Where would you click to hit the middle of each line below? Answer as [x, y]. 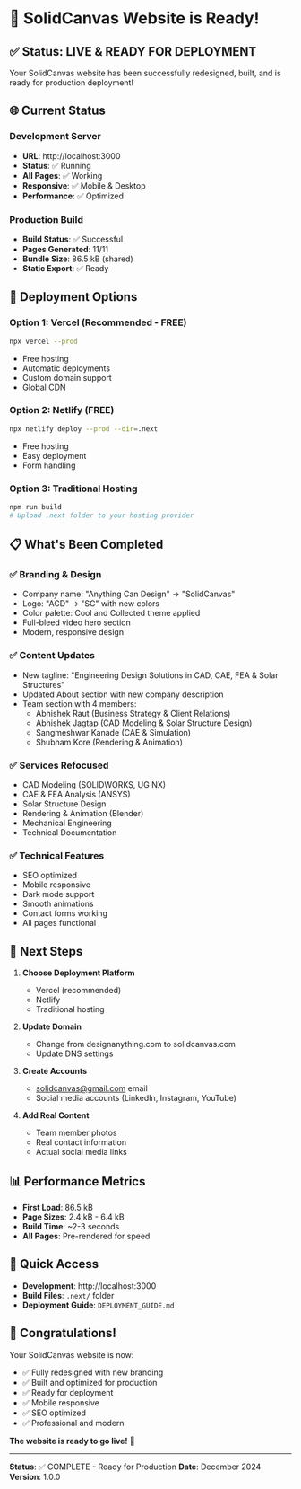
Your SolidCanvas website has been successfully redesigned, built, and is [145, 73]
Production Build [46, 219]
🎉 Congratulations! [63, 1333]
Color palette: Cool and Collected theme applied [111, 613]
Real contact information [81, 1142]
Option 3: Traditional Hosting [73, 489]
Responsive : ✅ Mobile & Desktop [84, 185]
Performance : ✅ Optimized [73, 196]
